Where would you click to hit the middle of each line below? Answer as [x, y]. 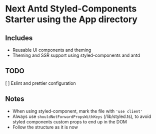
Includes [19, 38]
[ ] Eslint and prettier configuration [40, 83]
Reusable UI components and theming [52, 50]
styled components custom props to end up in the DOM [70, 121]
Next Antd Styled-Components [71, 9]
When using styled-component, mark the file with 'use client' [77, 111]
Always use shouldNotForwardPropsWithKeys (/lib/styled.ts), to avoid [82, 116]
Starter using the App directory [71, 19]
